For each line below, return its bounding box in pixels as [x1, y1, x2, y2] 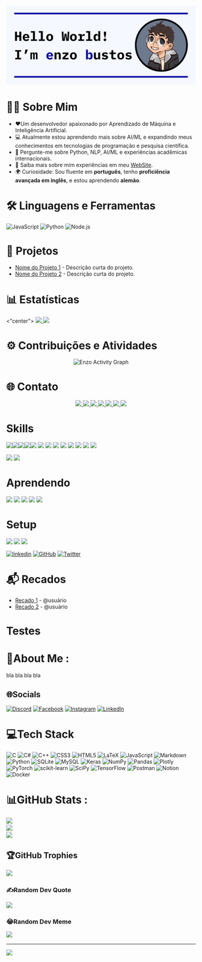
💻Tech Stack [6, 727, 75, 741]
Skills [6, 422, 34, 435]
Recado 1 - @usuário [14, 597, 67, 604]
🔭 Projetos [6, 244, 59, 258]
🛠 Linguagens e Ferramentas [6, 198, 156, 212]
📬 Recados [6, 572, 66, 586]
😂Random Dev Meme [6, 917, 72, 926]
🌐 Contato [6, 379, 59, 393]
